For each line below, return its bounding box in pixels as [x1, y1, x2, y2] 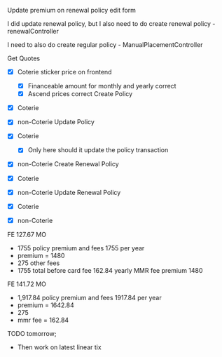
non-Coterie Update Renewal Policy [17, 188, 121, 196]
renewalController [7, 27, 60, 35]
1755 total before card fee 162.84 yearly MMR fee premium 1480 [17, 266, 203, 274]
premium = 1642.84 [17, 301, 75, 309]
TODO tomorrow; [7, 329, 57, 337]
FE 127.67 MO [7, 230, 47, 238]
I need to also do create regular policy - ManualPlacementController [7, 41, 203, 48]
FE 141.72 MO [7, 280, 47, 288]
